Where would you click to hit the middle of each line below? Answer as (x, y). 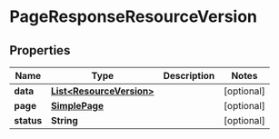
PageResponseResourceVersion (133, 17)
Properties (40, 50)
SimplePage (77, 106)
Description (189, 76)
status (28, 120)
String (65, 120)
